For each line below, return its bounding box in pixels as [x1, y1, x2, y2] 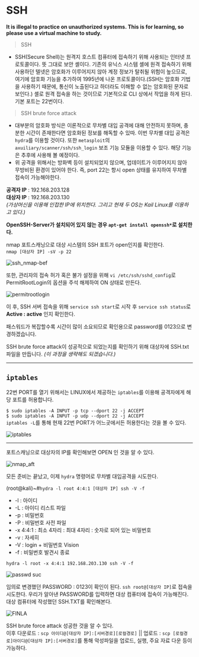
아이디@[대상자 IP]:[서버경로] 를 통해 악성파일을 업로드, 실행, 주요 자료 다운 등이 [12, 637, 192, 644]
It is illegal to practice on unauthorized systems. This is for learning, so [6, 23, 184, 30]
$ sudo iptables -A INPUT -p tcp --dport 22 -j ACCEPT [6, 407, 145, 414]
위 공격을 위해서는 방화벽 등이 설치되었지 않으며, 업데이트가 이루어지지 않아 [14, 158, 188, 166]
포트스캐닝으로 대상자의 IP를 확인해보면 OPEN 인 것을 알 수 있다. [6, 448, 155, 455]
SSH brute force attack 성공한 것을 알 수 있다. [6, 622, 114, 629]
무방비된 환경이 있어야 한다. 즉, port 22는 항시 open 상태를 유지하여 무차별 [14, 166, 187, 173]
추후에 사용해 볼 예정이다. [21, 151, 80, 158]
